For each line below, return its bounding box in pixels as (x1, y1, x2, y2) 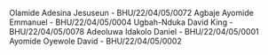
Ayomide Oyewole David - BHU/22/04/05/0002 (9, 35, 182, 46)
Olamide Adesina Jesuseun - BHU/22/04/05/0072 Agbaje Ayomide (9, 8, 255, 18)
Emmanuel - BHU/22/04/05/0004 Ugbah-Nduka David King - (9, 17, 233, 27)
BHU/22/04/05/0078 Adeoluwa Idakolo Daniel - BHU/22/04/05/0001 (9, 27, 259, 36)
